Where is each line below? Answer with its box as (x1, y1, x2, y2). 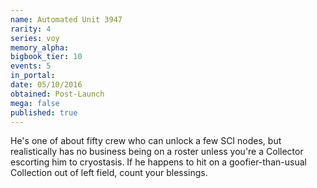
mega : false (10, 98, 60, 108)
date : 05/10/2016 (10, 80, 83, 90)
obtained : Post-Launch (10, 89, 105, 99)
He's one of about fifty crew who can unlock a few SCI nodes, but (10, 135, 282, 147)
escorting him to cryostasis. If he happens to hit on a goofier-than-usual (10, 156, 307, 168)
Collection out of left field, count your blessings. (10, 167, 208, 179)
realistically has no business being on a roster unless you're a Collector (10, 146, 304, 158)
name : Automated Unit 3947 (10, 14, 123, 25)
